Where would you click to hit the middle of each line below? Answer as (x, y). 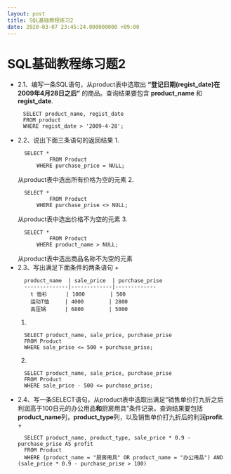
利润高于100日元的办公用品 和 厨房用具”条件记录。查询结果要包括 (110, 409)
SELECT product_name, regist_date (73, 114)
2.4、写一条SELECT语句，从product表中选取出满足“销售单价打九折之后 (120, 400)
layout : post (26, 14)
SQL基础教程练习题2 (67, 64)
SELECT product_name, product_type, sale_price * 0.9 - (107, 438)
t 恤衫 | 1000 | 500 (78, 295)
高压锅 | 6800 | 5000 (79, 310)
